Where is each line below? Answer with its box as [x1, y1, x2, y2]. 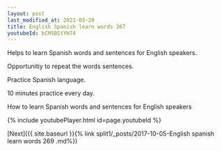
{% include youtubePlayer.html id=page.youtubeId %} [7, 116, 162, 125]
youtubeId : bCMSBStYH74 [7, 29, 76, 37]
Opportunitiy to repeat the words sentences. [7, 62, 134, 70]
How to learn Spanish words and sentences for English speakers [7, 102, 193, 111]
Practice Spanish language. [7, 76, 85, 84]
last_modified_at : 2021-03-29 [7, 17, 95, 24]
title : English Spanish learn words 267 [7, 23, 126, 30]
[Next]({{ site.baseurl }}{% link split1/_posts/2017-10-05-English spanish [7, 129, 215, 138]
